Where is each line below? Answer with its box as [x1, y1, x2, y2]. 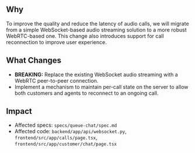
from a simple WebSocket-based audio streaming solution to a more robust [6, 26, 187, 33]
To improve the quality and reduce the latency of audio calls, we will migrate [6, 20, 189, 27]
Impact [6, 106, 32, 116]
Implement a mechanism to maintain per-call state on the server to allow [14, 83, 189, 90]
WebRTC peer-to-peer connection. [14, 77, 99, 84]
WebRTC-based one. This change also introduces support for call [6, 32, 165, 40]
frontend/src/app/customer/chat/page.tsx [14, 141, 117, 147]
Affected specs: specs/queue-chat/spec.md [14, 122, 117, 129]
